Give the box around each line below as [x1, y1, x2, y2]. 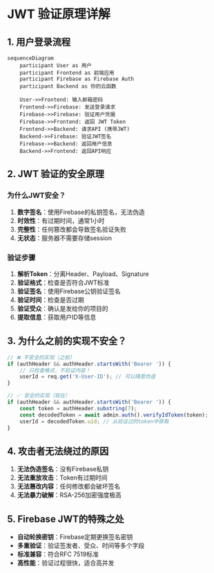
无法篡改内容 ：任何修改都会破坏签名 [17, 482, 121, 491]
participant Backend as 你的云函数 [19, 83, 117, 90]
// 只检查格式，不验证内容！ [19, 367, 91, 374]
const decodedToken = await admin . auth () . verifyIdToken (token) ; [19, 411, 208, 419]
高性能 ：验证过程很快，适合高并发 [17, 558, 115, 567]
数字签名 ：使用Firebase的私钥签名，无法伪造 [17, 208, 145, 216]
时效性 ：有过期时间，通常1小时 [17, 216, 105, 225]
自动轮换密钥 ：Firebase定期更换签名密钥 [17, 533, 133, 541]
